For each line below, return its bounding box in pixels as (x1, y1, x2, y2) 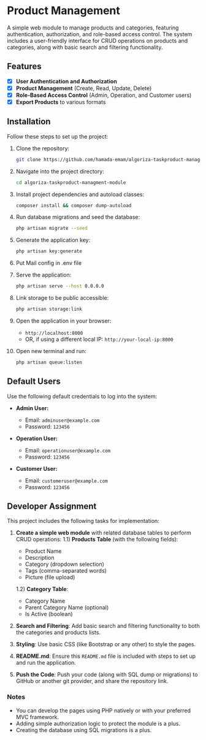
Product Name (25, 547, 62, 555)
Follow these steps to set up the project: (7, 132, 109, 140)
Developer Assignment (7, 501, 97, 512)
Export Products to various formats (15, 98, 106, 105)
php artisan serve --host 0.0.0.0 (15, 283, 104, 289)
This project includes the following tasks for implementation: (7, 517, 160, 525)
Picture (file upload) (25, 574, 75, 581)
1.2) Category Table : (15, 586, 69, 593)
